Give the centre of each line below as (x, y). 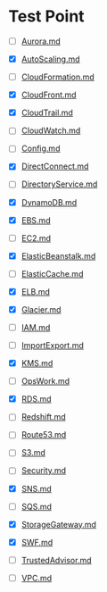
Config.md (41, 148)
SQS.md (37, 506)
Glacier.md (41, 309)
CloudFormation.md (58, 77)
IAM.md (36, 327)
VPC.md (37, 578)
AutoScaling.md (51, 59)
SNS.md (37, 488)
